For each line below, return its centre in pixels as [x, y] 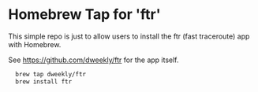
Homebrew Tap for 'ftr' [85, 15]
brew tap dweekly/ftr [51, 74]
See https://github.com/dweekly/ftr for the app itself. [93, 60]
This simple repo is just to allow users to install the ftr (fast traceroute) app [129, 36]
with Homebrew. [35, 44]
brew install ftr [44, 81]
